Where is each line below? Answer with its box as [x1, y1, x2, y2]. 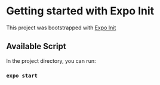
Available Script [6, 41, 67, 51]
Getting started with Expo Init [6, 4, 155, 18]
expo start [6, 72, 38, 79]
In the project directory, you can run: [6, 57, 96, 64]
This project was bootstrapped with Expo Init [6, 24, 116, 31]
